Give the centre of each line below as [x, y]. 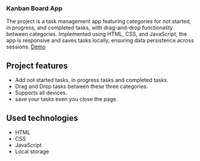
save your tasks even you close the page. [66, 99]
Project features [37, 66]
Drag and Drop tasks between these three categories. [81, 86]
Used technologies [42, 118]
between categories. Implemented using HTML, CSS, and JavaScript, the [97, 34]
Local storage [32, 151]
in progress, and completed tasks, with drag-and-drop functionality [89, 28]
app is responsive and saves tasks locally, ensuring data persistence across [100, 41]
